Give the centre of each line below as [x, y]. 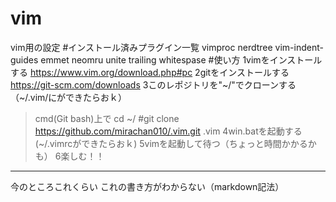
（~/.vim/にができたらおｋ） [69, 97]
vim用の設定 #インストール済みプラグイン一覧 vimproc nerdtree [141, 47]
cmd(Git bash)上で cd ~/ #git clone [107, 118]
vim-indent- [299, 47]
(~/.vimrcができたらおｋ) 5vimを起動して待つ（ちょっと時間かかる [171, 143]
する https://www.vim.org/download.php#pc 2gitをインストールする [150, 72]
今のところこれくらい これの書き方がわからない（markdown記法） [147, 186]
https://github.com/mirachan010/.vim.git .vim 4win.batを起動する [168, 131]
